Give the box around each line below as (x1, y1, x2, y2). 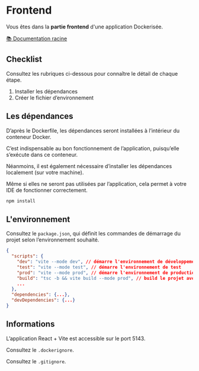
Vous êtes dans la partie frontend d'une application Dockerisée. (6, 23, 163, 30)
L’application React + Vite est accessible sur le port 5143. (6, 335, 146, 342)
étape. (6, 76, 22, 83)
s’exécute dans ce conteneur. (6, 151, 78, 158)
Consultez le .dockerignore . (6, 346, 74, 353)
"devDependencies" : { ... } (11, 297, 76, 304)
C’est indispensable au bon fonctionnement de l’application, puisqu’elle (6, 144, 179, 151)
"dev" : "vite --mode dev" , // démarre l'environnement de (17, 259, 163, 264)
